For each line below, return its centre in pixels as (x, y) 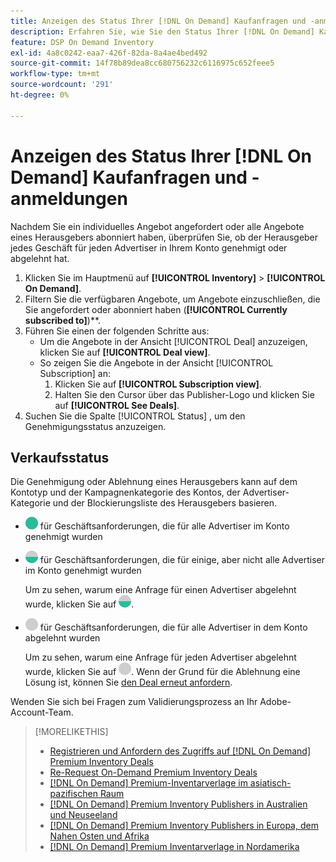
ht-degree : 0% (40, 95)
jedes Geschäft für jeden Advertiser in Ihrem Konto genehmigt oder (149, 247)
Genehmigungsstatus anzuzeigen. (95, 426)
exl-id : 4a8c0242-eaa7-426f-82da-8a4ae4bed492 (109, 53)
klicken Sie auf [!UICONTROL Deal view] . (125, 352)
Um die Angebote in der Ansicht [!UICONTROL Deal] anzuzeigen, (173, 341)
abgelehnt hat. (40, 258)
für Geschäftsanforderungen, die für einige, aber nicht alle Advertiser (182, 560)
